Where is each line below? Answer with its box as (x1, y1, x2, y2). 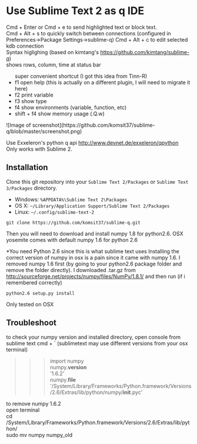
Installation (6, 163, 48, 173)
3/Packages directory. (6, 184, 58, 191)
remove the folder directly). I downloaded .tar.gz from (6, 266, 136, 273)
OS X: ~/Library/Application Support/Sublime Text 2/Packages (14, 202, 170, 209)
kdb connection (6, 42, 44, 49)
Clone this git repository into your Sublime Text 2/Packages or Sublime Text (6, 178, 189, 185)
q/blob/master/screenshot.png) (6, 128, 82, 135)
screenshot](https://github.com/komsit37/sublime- (32, 121, 155, 128)
